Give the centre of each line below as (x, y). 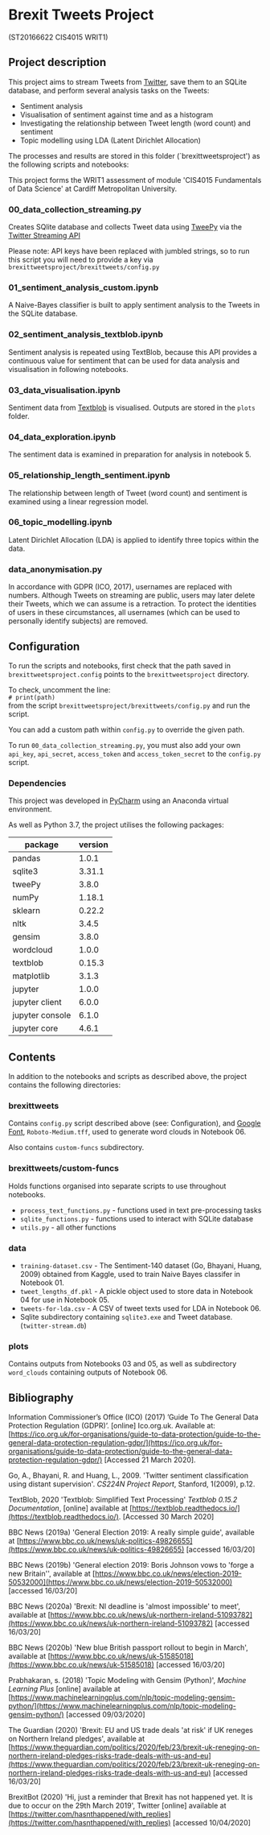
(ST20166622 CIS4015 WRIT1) (58, 37)
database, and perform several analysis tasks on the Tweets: (109, 90)
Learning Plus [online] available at (64, 1689)
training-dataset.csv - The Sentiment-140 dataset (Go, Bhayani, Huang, (141, 1265)
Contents (32, 1057)
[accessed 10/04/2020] (212, 1823)
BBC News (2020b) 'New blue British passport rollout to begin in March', (129, 1647)
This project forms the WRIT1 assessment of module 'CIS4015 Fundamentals (135, 180)
